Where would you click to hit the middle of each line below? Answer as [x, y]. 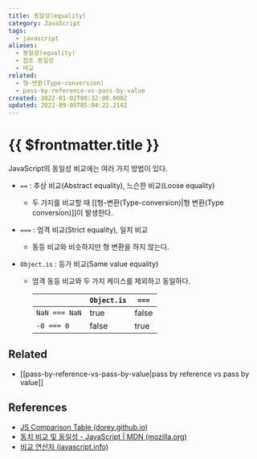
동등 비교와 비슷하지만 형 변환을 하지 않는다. [100, 247]
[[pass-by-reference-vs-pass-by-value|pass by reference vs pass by [135, 374]
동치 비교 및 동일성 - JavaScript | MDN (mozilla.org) [103, 436]
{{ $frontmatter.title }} [84, 145]
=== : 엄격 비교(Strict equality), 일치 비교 [84, 230]
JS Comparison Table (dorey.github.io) [84, 427]
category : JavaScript [45, 23]
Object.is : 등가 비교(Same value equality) [89, 264]
